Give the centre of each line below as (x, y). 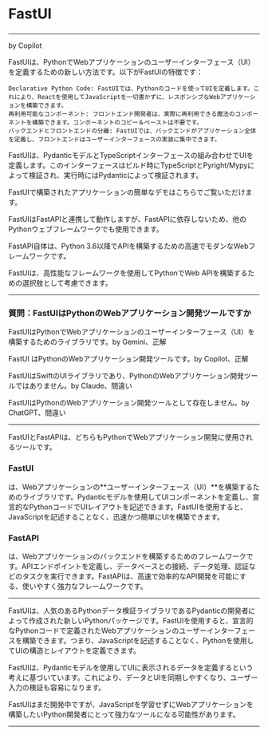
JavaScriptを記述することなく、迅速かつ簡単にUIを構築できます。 (116, 516)
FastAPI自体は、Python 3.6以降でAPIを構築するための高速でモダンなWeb (128, 246)
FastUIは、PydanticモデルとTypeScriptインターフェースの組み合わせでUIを (131, 156)
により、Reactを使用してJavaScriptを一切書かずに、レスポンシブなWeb (117, 97)
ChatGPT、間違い (37, 413)
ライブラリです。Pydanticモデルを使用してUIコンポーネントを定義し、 (137, 496)
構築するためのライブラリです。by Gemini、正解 (87, 342)
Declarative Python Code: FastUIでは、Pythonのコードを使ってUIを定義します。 (131, 89)
